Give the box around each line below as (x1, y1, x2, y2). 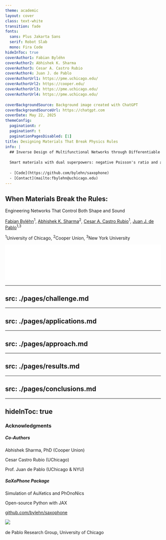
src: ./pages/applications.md (5, 317, 97, 325)
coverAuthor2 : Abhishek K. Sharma (5, 60, 77, 66)
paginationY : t (9, 129, 41, 134)
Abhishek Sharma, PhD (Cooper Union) (5, 447, 85, 453)
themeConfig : (5, 118, 32, 123)
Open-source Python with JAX (5, 500, 68, 506)
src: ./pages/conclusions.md (5, 385, 96, 393)
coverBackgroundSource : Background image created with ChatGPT (5, 102, 138, 107)
